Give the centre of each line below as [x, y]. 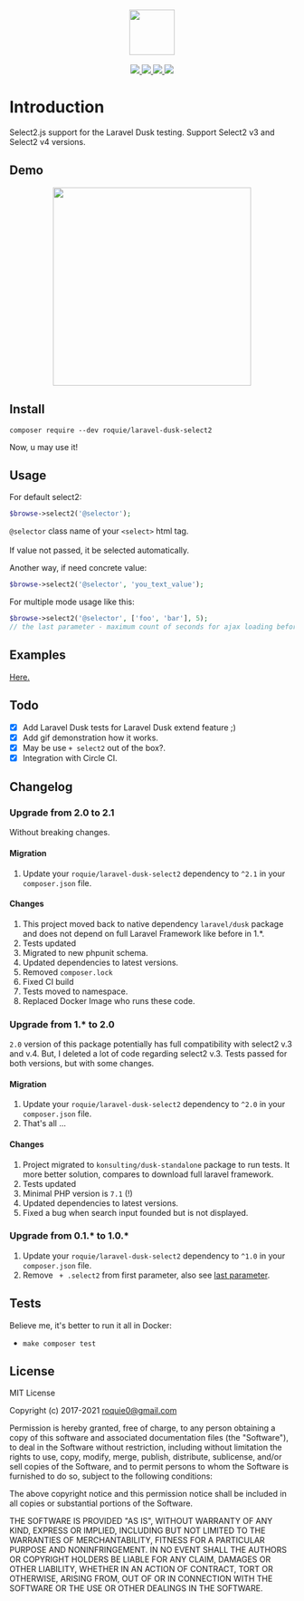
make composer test [59, 1344]
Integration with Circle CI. [70, 757]
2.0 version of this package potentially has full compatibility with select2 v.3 [151, 1044]
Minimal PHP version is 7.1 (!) [77, 1193]
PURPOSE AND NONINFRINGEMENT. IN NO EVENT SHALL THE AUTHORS [148, 1550]
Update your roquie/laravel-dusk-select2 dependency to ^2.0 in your [154, 1104]
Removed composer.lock [67, 972]
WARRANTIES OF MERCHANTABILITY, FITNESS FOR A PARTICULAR [137, 1540]
